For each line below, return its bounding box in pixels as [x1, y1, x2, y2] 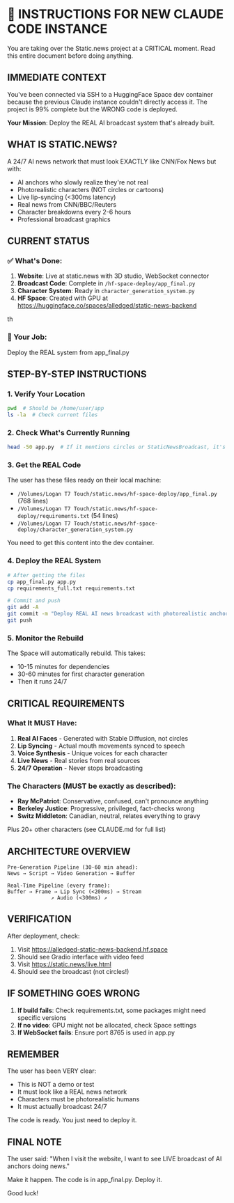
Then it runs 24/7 [17, 677, 68, 686]
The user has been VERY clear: [7, 1067, 97, 1075]
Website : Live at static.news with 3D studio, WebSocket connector [17, 272, 210, 281]
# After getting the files [7, 572, 86, 579]
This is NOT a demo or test [17, 1080, 95, 1089]
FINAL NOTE [7, 1136, 63, 1148]
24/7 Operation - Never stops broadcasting [17, 764, 143, 772]
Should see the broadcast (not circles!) [17, 967, 130, 975]
